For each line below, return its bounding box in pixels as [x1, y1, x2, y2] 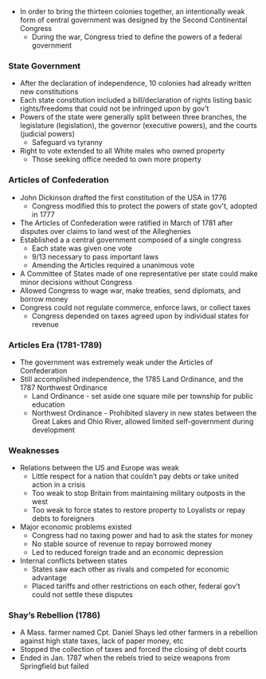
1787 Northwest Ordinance [19, 382, 108, 392]
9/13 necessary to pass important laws [31, 252, 159, 261]
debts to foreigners [31, 513, 95, 524]
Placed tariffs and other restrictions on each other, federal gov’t [31, 581, 241, 591]
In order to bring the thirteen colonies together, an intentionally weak [19, 7, 245, 16]
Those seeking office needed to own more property [31, 154, 201, 164]
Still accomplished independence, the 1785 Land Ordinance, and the [19, 374, 244, 384]
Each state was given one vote [31, 243, 133, 253]
